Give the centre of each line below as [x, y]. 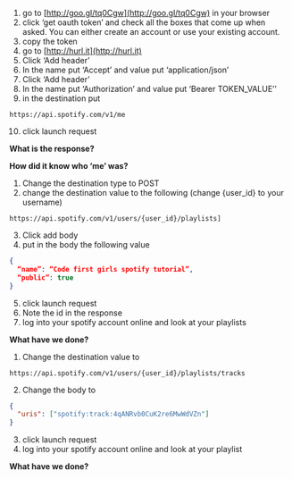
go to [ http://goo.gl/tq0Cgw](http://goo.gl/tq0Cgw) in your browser [146, 13]
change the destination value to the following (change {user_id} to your [153, 193]
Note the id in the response [72, 313]
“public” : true [46, 277]
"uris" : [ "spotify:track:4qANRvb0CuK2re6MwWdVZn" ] [113, 415]
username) [42, 202]
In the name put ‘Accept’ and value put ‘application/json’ [125, 70]
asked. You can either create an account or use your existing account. [151, 32]
